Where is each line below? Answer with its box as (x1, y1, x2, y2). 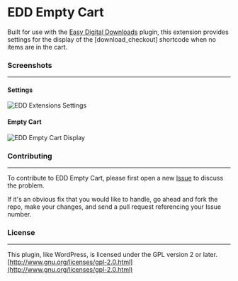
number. (7, 210, 32, 218)
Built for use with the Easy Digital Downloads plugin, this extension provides (7, 28, 229, 36)
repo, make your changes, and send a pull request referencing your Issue (7, 202, 222, 211)
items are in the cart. (7, 42, 68, 51)
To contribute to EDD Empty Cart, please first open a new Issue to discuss (7, 173, 224, 182)
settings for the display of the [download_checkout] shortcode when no (7, 35, 216, 43)
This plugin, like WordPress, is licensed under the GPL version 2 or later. (7, 251, 218, 259)
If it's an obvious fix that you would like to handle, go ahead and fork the (7, 195, 218, 203)
